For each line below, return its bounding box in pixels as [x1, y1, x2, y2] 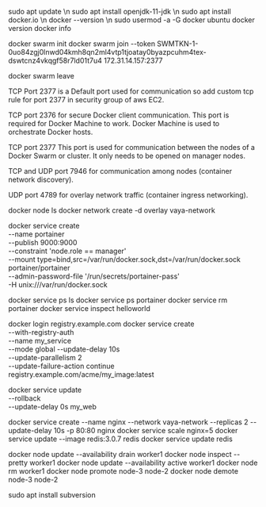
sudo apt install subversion [8, 490, 97, 499]
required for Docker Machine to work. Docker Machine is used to [8, 119, 220, 128]
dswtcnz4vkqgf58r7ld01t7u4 [8, 56, 103, 65]
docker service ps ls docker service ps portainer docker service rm [8, 295, 228, 305]
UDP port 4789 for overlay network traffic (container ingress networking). [8, 190, 249, 199]
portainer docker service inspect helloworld [8, 304, 150, 313]
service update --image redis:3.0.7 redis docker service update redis [8, 434, 234, 444]
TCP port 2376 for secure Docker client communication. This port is [8, 110, 230, 120]
